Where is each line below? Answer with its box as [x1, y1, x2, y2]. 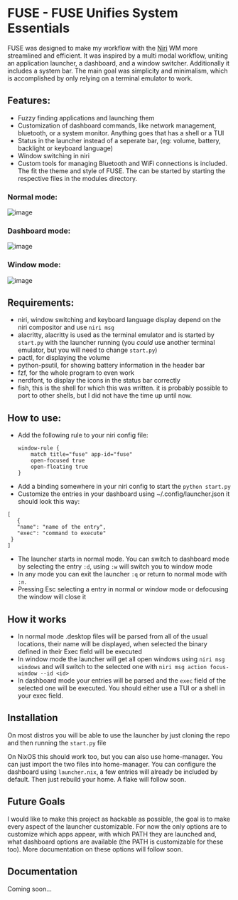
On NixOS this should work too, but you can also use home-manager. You [7, 752, 223, 760]
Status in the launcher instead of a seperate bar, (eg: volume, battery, [17, 136, 222, 145]
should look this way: [17, 497, 80, 506]
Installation [7, 712, 58, 724]
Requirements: [7, 297, 75, 309]
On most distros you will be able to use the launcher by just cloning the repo [7, 730, 230, 739]
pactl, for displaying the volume [17, 353, 110, 362]
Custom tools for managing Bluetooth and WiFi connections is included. [17, 159, 227, 167]
